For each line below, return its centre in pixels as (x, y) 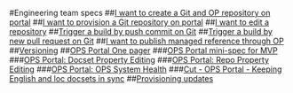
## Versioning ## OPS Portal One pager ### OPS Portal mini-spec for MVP (143, 50)
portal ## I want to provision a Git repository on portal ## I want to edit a (139, 22)
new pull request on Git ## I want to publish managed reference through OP (146, 41)
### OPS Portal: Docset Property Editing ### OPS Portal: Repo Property (139, 60)
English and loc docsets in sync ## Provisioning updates (111, 78)
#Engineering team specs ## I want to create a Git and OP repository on (140, 13)
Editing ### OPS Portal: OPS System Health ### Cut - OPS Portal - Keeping (146, 69)
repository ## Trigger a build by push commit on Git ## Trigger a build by (141, 31)
